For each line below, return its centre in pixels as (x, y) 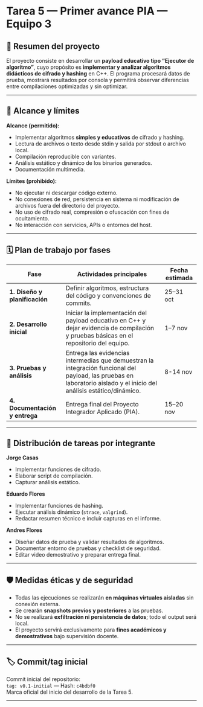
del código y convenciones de (108, 295)
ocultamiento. (32, 218)
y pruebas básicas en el (99, 335)
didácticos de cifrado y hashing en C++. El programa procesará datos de (98, 73)
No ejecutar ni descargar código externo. (66, 193)
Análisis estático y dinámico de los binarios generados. (83, 163)
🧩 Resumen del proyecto (53, 46)
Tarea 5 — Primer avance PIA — (87, 11)
